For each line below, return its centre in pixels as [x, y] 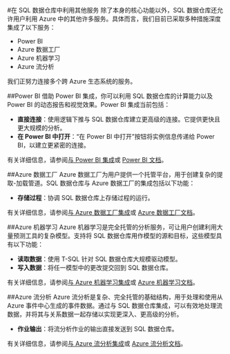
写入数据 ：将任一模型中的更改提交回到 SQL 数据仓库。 [95, 267]
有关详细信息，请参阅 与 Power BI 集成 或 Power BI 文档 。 [87, 160]
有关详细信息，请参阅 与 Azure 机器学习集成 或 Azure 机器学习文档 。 [103, 282]
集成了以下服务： [31, 27]
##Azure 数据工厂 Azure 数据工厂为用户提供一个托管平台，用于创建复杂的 [112, 174]
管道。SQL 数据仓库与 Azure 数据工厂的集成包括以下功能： [112, 183]
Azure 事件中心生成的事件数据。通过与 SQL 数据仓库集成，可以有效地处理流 [115, 305]
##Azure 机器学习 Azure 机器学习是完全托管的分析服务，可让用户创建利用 [112, 227]
